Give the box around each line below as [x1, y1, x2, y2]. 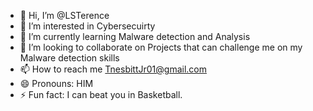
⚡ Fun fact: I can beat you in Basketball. [19, 89, 183, 100]
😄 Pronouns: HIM [19, 78, 94, 89]
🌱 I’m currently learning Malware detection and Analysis [19, 31, 251, 42]
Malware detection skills [19, 52, 120, 64]
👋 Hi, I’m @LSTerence [19, 10, 110, 21]
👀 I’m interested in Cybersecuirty [19, 20, 156, 32]
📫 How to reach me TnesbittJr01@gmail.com [19, 63, 207, 75]
